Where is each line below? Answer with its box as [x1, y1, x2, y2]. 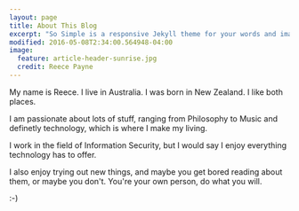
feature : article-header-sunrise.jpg [17, 54, 158, 63]
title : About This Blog [9, 21, 98, 30]
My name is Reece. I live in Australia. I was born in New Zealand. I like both [9, 86, 283, 98]
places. [9, 96, 36, 106]
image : [9, 46, 34, 55]
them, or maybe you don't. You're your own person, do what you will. [9, 176, 263, 186]
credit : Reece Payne [17, 63, 93, 72]
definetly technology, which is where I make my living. [9, 122, 207, 133]
